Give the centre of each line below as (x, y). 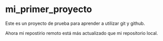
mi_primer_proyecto (49, 9)
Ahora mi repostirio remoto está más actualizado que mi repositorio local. (82, 33)
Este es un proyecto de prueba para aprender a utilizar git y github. (75, 23)
